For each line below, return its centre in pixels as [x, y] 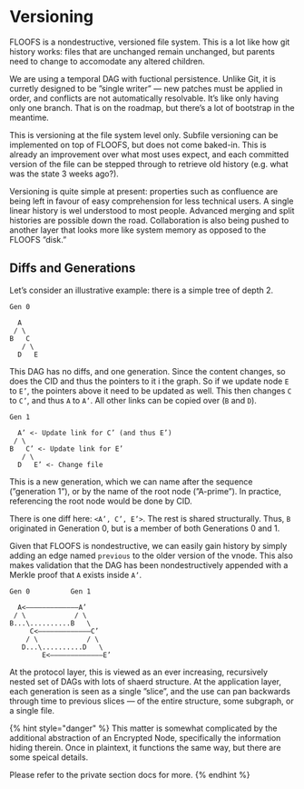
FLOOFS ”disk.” [38, 239]
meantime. [29, 117]
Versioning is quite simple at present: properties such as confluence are [144, 191]
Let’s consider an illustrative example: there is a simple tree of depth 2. [142, 290]
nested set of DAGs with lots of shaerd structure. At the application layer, [146, 681]
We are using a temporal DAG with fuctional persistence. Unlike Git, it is [143, 78]
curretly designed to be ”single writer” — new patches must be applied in [146, 88]
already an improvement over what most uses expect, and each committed [149, 154]
